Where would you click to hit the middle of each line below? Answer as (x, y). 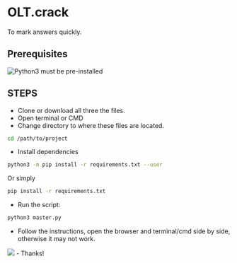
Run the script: (39, 205)
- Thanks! (30, 253)
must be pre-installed (72, 71)
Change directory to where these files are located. (91, 125)
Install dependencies (48, 152)
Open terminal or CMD (50, 118)
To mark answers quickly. (45, 32)
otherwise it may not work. (56, 239)
